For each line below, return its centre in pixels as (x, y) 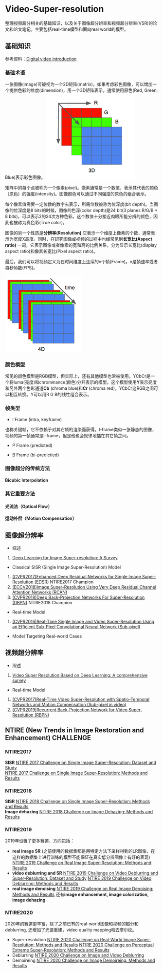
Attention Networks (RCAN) (40, 592)
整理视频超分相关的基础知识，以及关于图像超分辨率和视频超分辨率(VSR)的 (79, 23)
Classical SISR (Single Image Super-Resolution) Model (66, 567)
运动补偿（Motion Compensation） (41, 518)
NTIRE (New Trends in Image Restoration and (75, 730)
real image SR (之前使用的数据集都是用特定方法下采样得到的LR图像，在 (83, 851)
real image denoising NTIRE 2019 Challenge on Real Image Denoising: (83, 889)
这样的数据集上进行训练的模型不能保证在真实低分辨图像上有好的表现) (81, 857)
